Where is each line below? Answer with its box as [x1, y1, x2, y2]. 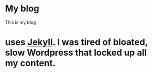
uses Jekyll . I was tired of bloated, [5, 36, 148, 48]
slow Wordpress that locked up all [5, 47, 147, 58]
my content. [5, 58, 56, 69]
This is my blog [5, 19, 36, 25]
